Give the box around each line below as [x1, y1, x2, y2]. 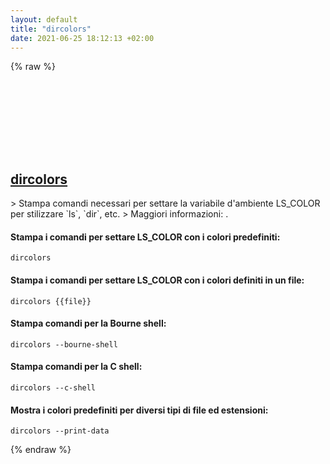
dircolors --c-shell [10, 383, 97, 393]
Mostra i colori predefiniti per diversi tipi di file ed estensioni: [10, 404, 269, 416]
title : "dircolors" [10, 24, 92, 34]
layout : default [10, 14, 78, 25]
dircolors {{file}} [10, 296, 92, 306]
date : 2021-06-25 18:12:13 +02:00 [10, 33, 155, 43]
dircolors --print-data [10, 426, 110, 436]
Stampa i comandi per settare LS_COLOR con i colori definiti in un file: [10, 274, 305, 286]
